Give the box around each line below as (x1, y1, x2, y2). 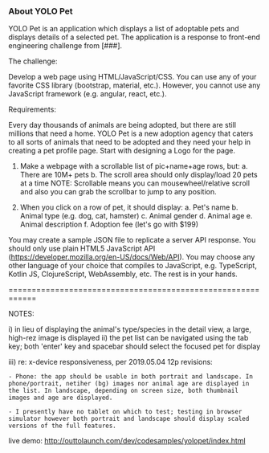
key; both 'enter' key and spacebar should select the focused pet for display (8, 341, 261, 351)
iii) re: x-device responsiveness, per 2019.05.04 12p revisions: (8, 357, 213, 367)
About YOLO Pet (8, 6, 73, 17)
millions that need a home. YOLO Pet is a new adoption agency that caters (8, 129, 254, 138)
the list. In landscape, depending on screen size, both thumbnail (8, 387, 239, 395)
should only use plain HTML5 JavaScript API (8, 243, 156, 254)
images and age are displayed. (8, 394, 113, 402)
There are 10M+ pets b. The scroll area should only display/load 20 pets (19, 170, 259, 180)
